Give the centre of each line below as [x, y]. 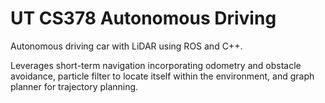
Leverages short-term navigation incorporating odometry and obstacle [156, 65]
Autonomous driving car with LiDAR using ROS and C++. [126, 46]
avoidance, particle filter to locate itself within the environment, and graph [162, 76]
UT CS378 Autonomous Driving [143, 18]
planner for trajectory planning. [74, 86]
